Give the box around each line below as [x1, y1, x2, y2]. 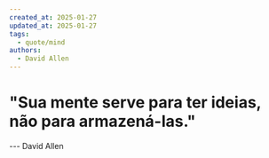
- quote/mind [17, 37, 66, 47]
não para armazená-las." [9, 112, 196, 131]
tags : [9, 29, 29, 38]
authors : [9, 46, 42, 55]
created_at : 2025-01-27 [9, 12, 98, 22]
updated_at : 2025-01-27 [9, 21, 98, 30]
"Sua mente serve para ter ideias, [9, 92, 262, 113]
